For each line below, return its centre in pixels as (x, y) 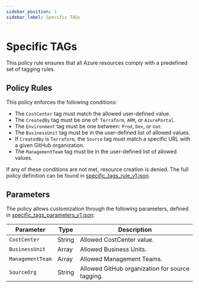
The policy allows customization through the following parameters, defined (97, 209)
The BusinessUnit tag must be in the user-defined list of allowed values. (102, 133)
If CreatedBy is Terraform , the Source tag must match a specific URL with (102, 139)
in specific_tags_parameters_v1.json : (51, 215)
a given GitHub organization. (49, 145)
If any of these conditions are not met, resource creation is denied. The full (97, 169)
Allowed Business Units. (113, 249)
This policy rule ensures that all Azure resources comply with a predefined (97, 63)
